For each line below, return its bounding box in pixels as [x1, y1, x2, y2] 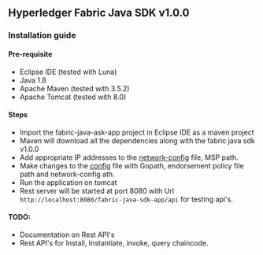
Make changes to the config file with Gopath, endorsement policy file [19, 161, 244, 170]
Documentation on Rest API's [19, 230, 115, 239]
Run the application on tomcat [19, 177, 117, 187]
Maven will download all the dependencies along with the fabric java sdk [19, 135, 255, 145]
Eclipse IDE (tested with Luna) [19, 67, 117, 76]
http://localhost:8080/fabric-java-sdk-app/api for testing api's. [19, 194, 234, 204]
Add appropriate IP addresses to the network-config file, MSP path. [19, 153, 239, 162]
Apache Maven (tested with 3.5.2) [19, 83, 130, 93]
